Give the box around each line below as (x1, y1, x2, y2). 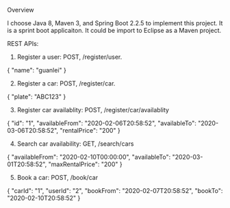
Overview (7, 6, 34, 14)
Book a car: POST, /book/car (16, 174, 98, 181)
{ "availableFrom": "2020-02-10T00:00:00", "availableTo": (7, 153, 171, 161)
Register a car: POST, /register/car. (16, 79, 116, 88)
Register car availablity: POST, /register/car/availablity (16, 106, 170, 114)
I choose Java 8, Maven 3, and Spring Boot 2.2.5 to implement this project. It (7, 19, 223, 27)
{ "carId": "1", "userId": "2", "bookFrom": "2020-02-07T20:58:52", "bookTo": (7, 187, 223, 194)
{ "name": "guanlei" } (7, 66, 66, 74)
